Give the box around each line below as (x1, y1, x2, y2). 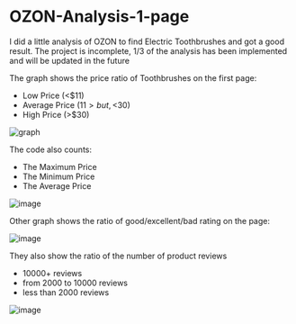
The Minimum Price (22, 171, 95, 182)
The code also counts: (9, 144, 93, 155)
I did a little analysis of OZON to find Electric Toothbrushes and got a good (9, 36, 285, 47)
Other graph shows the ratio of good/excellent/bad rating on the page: (9, 215, 270, 226)
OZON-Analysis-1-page (9, 6, 190, 27)
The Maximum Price (22, 161, 97, 172)
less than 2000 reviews (22, 286, 110, 298)
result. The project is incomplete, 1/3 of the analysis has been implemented (9, 45, 288, 56)
